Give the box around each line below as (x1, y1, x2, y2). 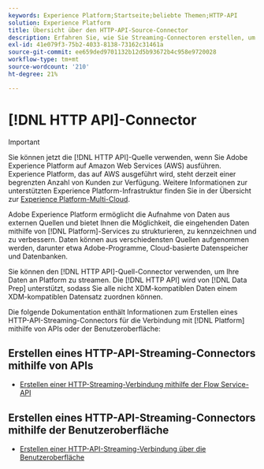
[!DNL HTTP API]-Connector (8, 111, 197, 128)
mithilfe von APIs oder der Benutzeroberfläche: (8, 324, 162, 333)
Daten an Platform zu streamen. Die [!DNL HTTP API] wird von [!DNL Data (8, 275, 247, 285)
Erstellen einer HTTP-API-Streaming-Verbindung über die (19, 445, 206, 454)
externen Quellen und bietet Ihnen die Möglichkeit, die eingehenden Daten (8, 218, 250, 227)
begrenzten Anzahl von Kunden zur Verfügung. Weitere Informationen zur (8, 177, 248, 187)
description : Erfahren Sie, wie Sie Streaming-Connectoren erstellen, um (8, 33, 256, 42)
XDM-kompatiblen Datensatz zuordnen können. (8, 292, 163, 301)
